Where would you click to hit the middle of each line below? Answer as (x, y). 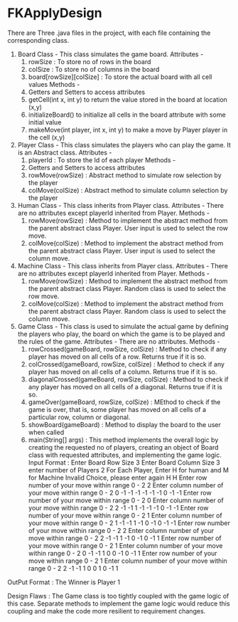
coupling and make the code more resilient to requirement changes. (107, 611)
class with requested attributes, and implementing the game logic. (125, 455)
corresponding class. (38, 40)
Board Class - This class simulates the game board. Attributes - (110, 54)
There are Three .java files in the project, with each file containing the (109, 33)
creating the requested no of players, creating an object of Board (123, 447)
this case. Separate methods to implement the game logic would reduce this (119, 603)
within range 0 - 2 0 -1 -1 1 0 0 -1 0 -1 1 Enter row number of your (123, 553)
